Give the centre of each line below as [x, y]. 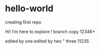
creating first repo [23, 22]
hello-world [29, 9]
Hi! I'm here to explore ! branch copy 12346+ [50, 31]
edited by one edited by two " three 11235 [47, 41]
